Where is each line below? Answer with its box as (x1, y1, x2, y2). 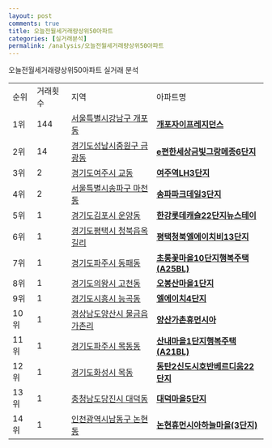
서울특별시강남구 (71, 113, 131, 124)
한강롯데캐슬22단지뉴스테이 (156, 210, 257, 221)
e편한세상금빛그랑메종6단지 (156, 147, 257, 158)
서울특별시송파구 (71, 183, 131, 194)
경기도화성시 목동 (71, 367, 134, 378)
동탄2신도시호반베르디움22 (156, 361, 255, 373)
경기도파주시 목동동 (71, 341, 141, 352)
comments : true (8, 19, 60, 28)
